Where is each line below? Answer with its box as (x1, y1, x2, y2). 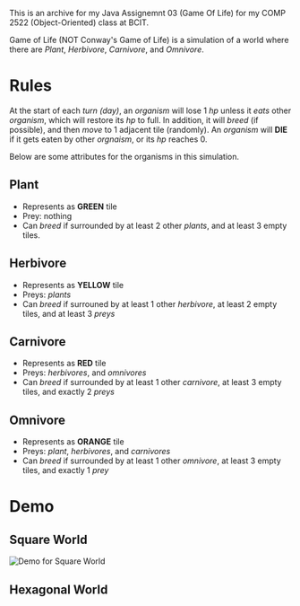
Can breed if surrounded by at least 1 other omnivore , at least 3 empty (21, 455, 282, 466)
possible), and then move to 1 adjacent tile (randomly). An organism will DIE (9, 124, 288, 135)
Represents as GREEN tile (21, 201, 118, 212)
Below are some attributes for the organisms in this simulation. (9, 151, 240, 162)
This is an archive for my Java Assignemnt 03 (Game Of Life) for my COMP (9, 8, 287, 18)
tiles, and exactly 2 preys (21, 386, 115, 398)
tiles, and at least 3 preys (21, 308, 116, 319)
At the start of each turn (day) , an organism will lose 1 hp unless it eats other (9, 105, 292, 116)
